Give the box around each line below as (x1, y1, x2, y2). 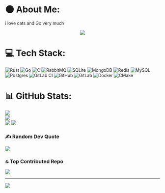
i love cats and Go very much (5, 20, 64, 26)
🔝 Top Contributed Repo (5, 158, 64, 165)
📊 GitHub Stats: (5, 90, 72, 102)
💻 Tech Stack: (5, 48, 66, 59)
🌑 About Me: (5, 4, 60, 15)
